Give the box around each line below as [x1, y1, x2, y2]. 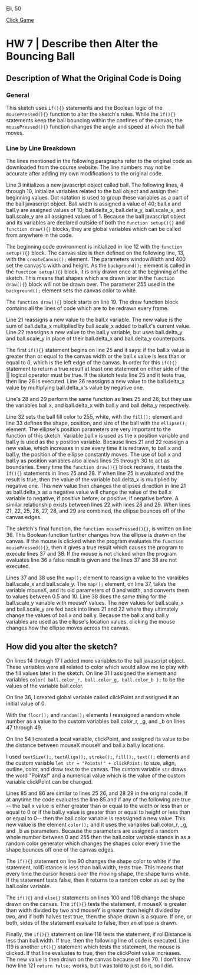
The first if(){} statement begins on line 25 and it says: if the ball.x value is [6, 347, 190, 354]
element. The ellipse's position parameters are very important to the [6, 426, 171, 433]
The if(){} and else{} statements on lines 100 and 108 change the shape [6, 894, 186, 901]
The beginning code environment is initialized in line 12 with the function [6, 243, 183, 250]
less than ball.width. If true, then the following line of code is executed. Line [6, 937, 190, 944]
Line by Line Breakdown [6, 144, 76, 152]
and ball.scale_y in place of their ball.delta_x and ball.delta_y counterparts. [6, 335, 186, 342]
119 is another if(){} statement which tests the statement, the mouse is [6, 943, 181, 950]
